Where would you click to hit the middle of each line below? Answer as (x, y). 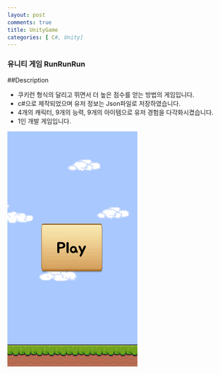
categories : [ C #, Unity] (45, 37)
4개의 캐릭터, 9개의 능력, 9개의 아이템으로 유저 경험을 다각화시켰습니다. (115, 112)
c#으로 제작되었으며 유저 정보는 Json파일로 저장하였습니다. (99, 103)
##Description (28, 80)
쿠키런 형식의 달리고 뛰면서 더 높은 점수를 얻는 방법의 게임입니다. (106, 95)
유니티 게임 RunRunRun (47, 64)
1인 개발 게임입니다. (44, 121)
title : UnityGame (33, 30)
